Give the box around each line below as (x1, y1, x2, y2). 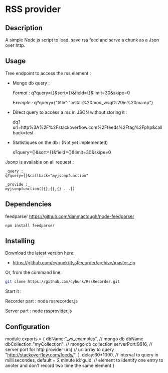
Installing (5, 237, 35, 245)
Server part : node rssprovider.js (5, 308, 72, 314)
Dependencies (5, 200, 52, 208)
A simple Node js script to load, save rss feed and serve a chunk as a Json (5, 37, 159, 43)
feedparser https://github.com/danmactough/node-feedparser (5, 213, 134, 219)
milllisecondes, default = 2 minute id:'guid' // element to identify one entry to (5, 357, 163, 363)
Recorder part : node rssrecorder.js (5, 298, 78, 304)
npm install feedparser (5, 223, 55, 228)
